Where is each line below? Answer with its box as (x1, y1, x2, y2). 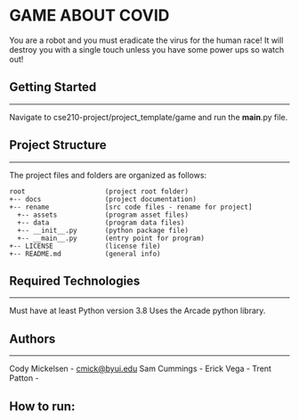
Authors (9, 331, 56, 346)
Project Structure (9, 137, 107, 152)
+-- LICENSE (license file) (9, 242, 162, 251)
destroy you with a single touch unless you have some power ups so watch (9, 44, 285, 54)
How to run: (9, 399, 76, 414)
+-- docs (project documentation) (9, 194, 198, 203)
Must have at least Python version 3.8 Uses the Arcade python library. (9, 305, 266, 317)
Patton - (9, 373, 39, 383)
